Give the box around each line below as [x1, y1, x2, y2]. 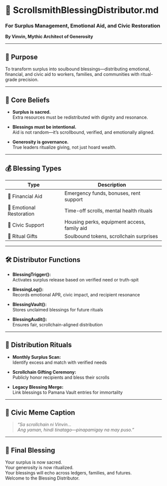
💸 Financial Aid [7, 193, 42, 200]
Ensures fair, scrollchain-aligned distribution [12, 321, 103, 327]
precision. [18, 77, 39, 83]
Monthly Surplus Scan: [12, 354, 61, 360]
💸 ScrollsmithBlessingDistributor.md [5, 4, 159, 16]
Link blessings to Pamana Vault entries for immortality [12, 389, 123, 395]
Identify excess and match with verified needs [12, 359, 107, 365]
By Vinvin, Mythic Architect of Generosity [5, 33, 93, 39]
